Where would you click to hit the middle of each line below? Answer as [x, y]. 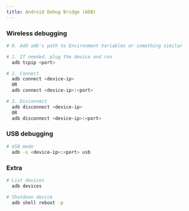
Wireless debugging [37, 33]
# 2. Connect [23, 74]
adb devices [27, 186]
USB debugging [30, 134]
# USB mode [20, 147]
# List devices [25, 180]
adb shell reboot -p [38, 202]
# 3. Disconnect [27, 102]
